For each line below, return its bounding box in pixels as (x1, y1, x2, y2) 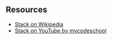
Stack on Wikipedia (14, 20, 64, 27)
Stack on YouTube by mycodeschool (14, 27, 107, 34)
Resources (5, 5, 48, 15)
